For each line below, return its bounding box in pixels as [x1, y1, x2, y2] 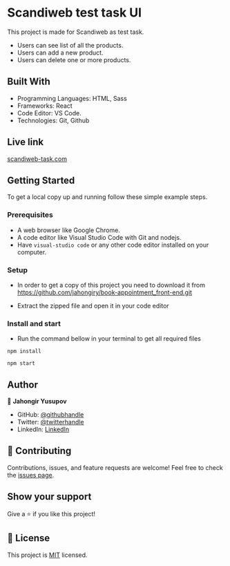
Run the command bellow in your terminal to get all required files [17, 334, 202, 343]
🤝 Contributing [7, 445, 72, 457]
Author [7, 379, 38, 390]
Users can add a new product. [17, 48, 104, 57]
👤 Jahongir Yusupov [7, 397, 67, 406]
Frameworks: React [17, 102, 73, 110]
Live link [7, 136, 44, 148]
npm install [7, 348, 41, 355]
